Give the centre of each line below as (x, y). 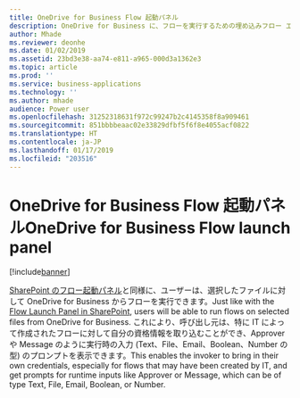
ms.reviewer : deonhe (48, 42)
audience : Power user (50, 109)
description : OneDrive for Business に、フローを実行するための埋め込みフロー (146, 26)
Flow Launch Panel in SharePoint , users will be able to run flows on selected (150, 311)
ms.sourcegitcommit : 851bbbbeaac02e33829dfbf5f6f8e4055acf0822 (129, 126)
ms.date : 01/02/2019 (48, 51)
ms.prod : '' (31, 76)
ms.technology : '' (43, 92)
